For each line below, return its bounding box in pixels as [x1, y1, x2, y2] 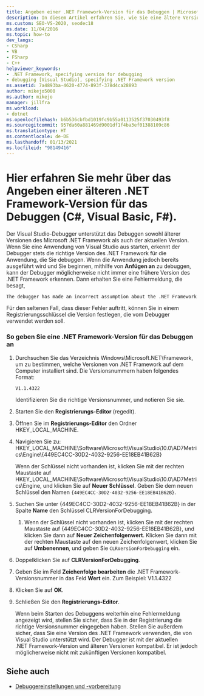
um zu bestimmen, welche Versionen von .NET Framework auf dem [15, 360, 184, 368]
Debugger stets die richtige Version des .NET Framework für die [6, 249, 167, 256]
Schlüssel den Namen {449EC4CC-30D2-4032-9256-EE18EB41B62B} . [15, 488, 177, 496]
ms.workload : [6, 105, 39, 111]
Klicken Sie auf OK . [15, 586, 64, 594]
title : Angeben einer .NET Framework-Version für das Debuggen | [6, 9, 175, 15]
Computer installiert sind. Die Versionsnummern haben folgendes [15, 367, 179, 374]
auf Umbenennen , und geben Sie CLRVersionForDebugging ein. [24, 544, 180, 552]
